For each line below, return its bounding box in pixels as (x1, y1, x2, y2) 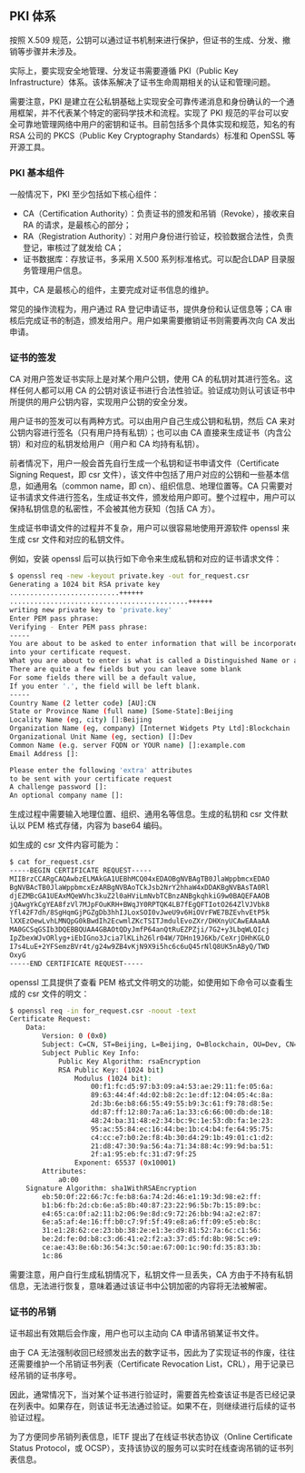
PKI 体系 (9, 8, 56, 25)
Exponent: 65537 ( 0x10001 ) (74, 1158, 177, 1167)
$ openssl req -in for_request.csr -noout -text (9, 1006, 197, 1015)
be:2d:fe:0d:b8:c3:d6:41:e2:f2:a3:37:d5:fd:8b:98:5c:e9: (42, 1235, 261, 1244)
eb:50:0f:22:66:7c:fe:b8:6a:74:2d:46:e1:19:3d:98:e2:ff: (42, 1192, 261, 1201)
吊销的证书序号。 (16, 1370, 82, 1381)
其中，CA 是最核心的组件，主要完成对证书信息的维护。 (9, 285, 214, 296)
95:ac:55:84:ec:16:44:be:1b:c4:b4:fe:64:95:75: (90, 1125, 274, 1134)
